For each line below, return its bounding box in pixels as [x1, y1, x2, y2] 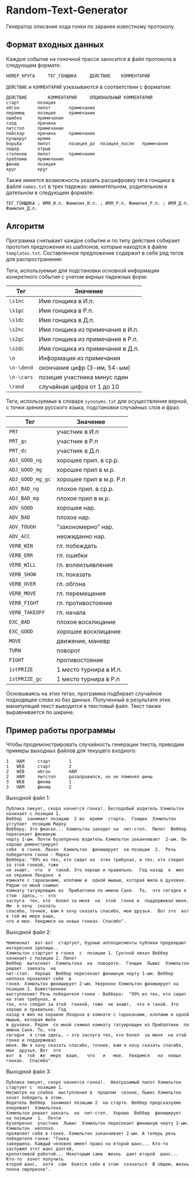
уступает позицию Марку [6, 821, 67, 827]
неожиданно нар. [56, 532, 106, 540]
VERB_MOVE [9, 590, 36, 597]
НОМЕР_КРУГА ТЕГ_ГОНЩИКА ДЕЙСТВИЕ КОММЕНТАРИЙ [6, 73, 150, 79]
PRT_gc [9, 437, 27, 444]
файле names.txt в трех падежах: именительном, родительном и [6, 183, 168, 190]
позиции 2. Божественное [6, 986, 67, 992]
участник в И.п [56, 427, 99, 436]
